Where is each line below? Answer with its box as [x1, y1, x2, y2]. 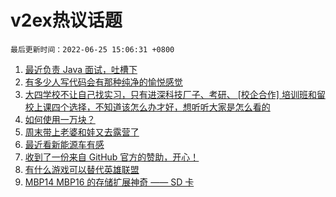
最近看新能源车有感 [24, 138, 105, 150]
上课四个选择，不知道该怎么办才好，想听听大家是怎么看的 [33, 101, 271, 113]
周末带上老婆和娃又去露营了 [24, 126, 140, 138]
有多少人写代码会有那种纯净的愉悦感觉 [24, 76, 183, 88]
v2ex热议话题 [10, 9, 123, 32]
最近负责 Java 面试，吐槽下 [24, 63, 138, 75]
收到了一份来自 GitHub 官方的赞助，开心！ [24, 151, 200, 163]
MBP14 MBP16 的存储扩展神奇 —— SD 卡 [24, 176, 195, 188]
